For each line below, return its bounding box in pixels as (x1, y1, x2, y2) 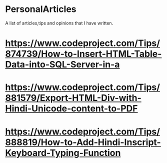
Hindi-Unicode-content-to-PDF (5, 103, 138, 114)
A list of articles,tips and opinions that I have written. (5, 20, 113, 26)
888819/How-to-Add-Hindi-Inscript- (5, 136, 161, 148)
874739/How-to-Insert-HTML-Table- (5, 48, 162, 59)
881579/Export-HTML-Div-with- (5, 92, 141, 103)
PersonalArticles (5, 3, 76, 15)
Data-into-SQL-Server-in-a (5, 59, 120, 70)
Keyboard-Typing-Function (5, 147, 121, 158)
